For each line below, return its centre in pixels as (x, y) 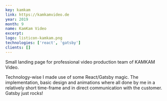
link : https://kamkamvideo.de (37, 15)
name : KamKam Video (26, 29)
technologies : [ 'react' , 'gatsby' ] (43, 43)
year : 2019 (17, 19)
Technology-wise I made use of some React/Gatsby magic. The (72, 77)
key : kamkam (18, 10)
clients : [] (18, 47)
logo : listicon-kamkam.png (34, 38)
